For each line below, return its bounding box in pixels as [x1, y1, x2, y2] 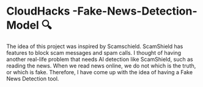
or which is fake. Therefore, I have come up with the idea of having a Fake [6, 68, 193, 75]
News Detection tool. [6, 75, 59, 82]
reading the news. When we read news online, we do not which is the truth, [6, 62, 196, 69]
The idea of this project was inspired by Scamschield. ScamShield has [6, 43, 183, 50]
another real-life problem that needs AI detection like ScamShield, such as [6, 55, 194, 63]
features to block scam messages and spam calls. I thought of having [6, 49, 182, 56]
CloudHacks [6, 4, 70, 18]
